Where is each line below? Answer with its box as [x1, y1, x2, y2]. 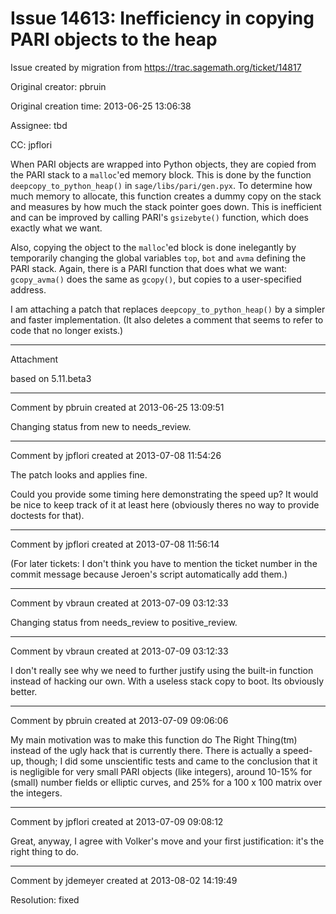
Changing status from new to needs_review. [10, 420, 192, 432]
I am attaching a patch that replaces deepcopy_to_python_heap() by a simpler [10, 303, 326, 315]
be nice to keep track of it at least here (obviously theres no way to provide [10, 498, 320, 511]
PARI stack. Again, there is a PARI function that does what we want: [10, 262, 288, 274]
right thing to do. [10, 845, 79, 857]
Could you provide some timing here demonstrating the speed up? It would [10, 488, 319, 500]
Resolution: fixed [10, 893, 80, 906]
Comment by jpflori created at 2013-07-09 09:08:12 [10, 815, 224, 827]
